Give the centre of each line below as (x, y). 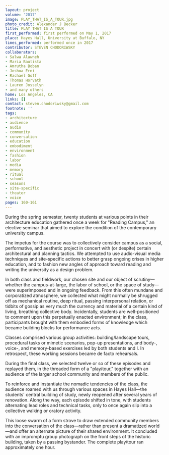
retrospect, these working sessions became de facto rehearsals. (72, 353)
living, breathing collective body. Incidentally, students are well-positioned (82, 312)
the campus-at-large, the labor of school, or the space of (82, 285)
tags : (11, 113)
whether (14, 285)
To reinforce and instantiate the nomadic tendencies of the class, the (76, 384)
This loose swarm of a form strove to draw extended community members (82, 420)
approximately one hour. (30, 447)
